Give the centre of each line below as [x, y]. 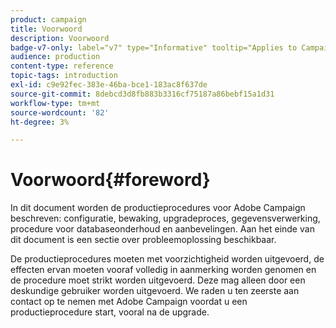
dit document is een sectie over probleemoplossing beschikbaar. [143, 240]
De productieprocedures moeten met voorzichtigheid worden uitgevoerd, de [167, 259]
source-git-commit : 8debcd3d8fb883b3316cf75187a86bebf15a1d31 [142, 94]
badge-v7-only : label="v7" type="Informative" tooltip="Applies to [154, 47]
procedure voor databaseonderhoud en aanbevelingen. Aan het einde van [162, 229]
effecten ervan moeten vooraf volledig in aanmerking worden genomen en [163, 270]
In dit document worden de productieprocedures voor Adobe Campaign [158, 208]
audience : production [55, 57]
